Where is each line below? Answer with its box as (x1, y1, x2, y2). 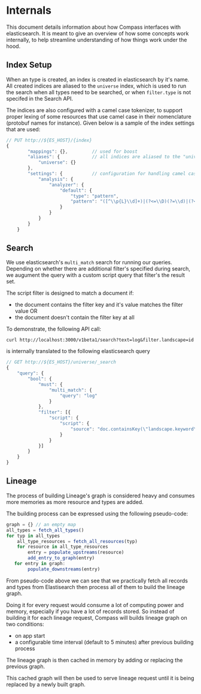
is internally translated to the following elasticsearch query (6, 348, 151, 355)
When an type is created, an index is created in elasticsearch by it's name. (6, 76, 190, 83)
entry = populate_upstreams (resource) (28, 550, 124, 556)
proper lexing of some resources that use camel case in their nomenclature (6, 113, 191, 120)
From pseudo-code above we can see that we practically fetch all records (6, 577, 188, 584)
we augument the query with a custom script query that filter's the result (6, 271, 185, 279)
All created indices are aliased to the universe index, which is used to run (6, 82, 187, 89)
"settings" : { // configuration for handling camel (28, 171, 186, 177)
